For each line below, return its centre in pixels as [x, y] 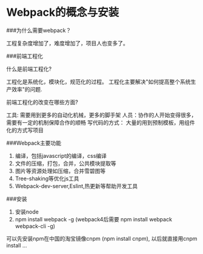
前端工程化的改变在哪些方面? [42, 102]
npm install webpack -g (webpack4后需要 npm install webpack [94, 219]
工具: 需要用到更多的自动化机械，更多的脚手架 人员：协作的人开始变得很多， [101, 115]
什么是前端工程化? [29, 69]
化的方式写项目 [25, 130]
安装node [27, 212]
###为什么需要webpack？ [39, 30]
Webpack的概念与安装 [63, 12]
